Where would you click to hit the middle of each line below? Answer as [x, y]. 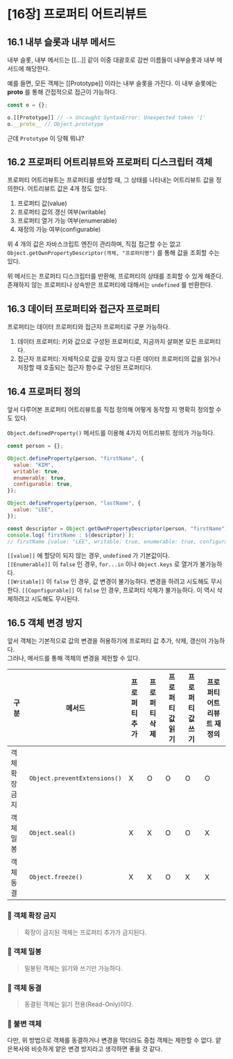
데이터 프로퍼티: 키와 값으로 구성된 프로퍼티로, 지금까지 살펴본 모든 [107, 342]
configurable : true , [43, 484]
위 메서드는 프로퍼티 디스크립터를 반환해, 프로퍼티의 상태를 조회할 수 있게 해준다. [115, 276]
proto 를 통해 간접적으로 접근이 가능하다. [62, 92]
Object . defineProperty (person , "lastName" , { [74, 503]
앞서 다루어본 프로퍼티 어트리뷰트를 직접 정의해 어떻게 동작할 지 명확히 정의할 [111, 410]
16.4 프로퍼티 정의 [44, 391]
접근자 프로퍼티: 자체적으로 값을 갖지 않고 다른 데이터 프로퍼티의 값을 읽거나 [119, 359]
